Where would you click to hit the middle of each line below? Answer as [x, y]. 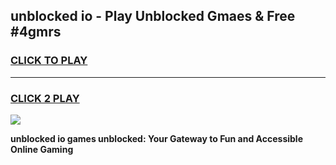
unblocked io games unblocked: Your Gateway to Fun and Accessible [156, 138]
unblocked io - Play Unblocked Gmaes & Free [153, 16]
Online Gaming [42, 149]
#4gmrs [36, 32]
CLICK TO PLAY [49, 61]
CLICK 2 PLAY [45, 98]
